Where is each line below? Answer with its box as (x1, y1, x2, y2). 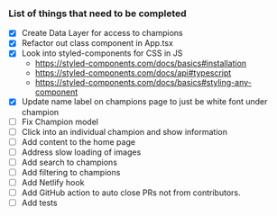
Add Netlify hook (21, 176, 85, 187)
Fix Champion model (21, 116, 98, 127)
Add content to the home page (21, 136, 136, 147)
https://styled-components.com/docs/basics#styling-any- (34, 77, 252, 88)
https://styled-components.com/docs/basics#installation (34, 58, 247, 69)
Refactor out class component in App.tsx (21, 38, 173, 49)
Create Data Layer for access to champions (21, 28, 184, 39)
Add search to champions (21, 157, 118, 167)
